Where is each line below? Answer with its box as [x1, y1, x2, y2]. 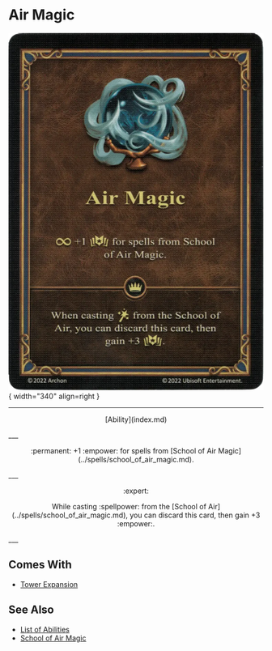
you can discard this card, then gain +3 [129, 510, 261, 520]
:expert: [122, 486, 150, 496]
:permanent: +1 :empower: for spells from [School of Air [31, 445, 217, 455]
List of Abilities [19, 624, 70, 634]
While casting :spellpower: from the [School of [51, 501, 206, 511]
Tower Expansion [19, 579, 79, 589]
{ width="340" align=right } [8, 391, 100, 401]
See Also [8, 603, 54, 617]
